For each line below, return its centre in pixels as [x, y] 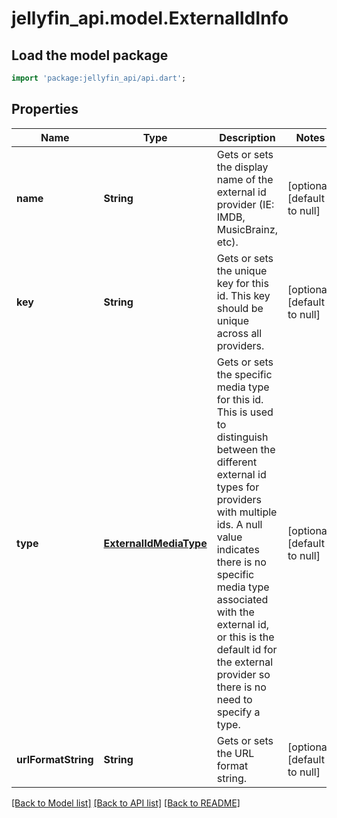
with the [235, 612]
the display [242, 167]
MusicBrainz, [247, 229]
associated [242, 599]
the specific [244, 374]
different [237, 462]
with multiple [247, 512]
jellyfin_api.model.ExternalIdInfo [150, 18]
